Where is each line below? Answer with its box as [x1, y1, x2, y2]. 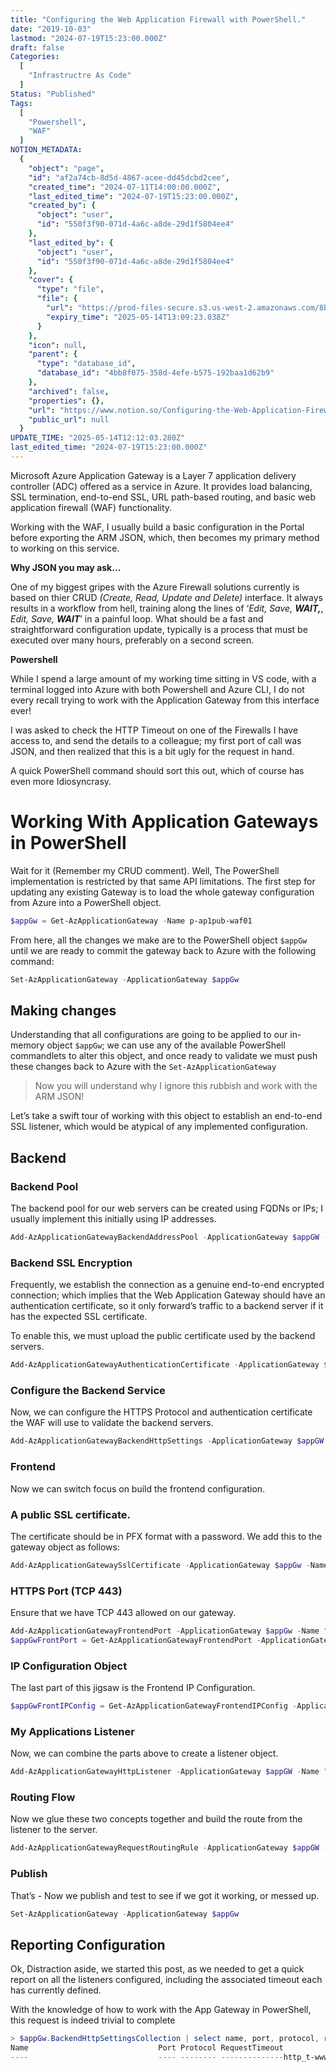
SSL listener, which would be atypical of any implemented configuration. [10, 1121, 308, 1133]
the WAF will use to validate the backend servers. [10, 1417, 214, 1429]
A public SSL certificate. [10, 1507, 131, 1521]
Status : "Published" [10, 89, 97, 99]
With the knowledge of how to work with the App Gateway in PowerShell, [10, 2004, 312, 2016]
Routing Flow [10, 1791, 76, 1805]
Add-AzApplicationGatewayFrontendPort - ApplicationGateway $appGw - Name [10, 1626, 320, 1636]
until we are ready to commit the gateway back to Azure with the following [10, 944, 317, 956]
